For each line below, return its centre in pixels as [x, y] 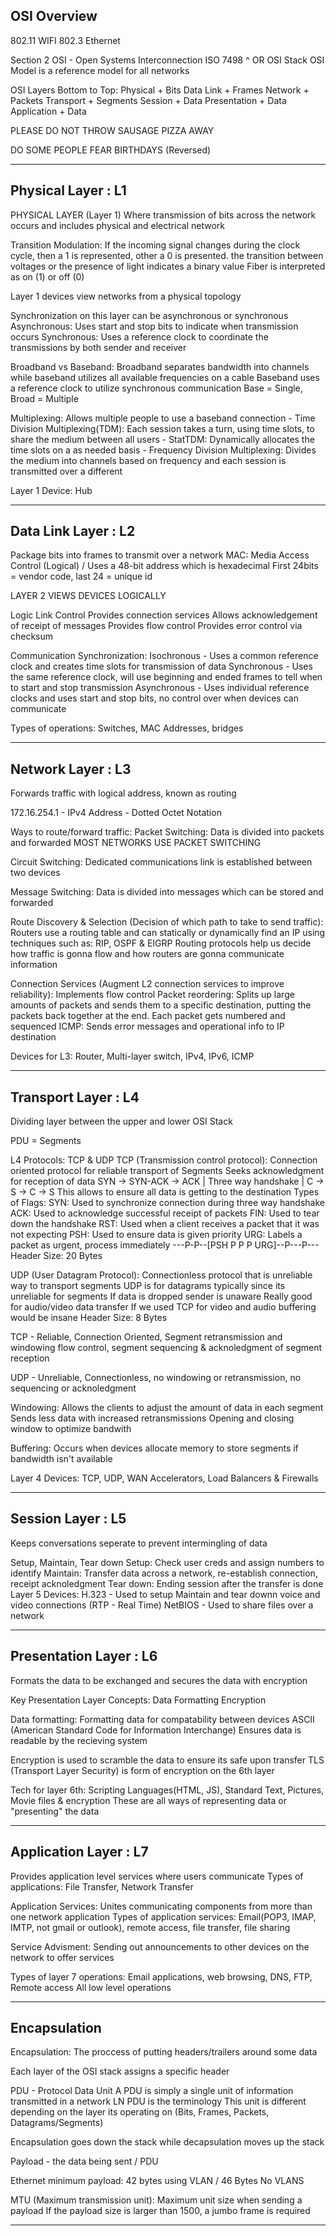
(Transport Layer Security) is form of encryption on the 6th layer [142, 1770]
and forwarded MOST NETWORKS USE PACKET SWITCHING [136, 843]
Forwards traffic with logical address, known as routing [123, 793]
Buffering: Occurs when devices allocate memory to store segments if [154, 1448]
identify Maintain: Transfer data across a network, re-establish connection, [164, 1573]
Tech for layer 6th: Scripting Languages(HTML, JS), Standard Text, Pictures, [167, 1790]
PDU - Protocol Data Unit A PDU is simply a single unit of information [152, 2091]
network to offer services [62, 1957]
